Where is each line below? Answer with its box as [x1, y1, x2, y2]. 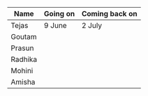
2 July [81, 21, 103, 30]
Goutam [10, 32, 37, 41]
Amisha [10, 77, 36, 86]
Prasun [10, 43, 34, 53]
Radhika [10, 55, 38, 64]
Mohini [10, 66, 34, 75]
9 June [44, 21, 68, 30]
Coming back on [81, 9, 138, 18]
